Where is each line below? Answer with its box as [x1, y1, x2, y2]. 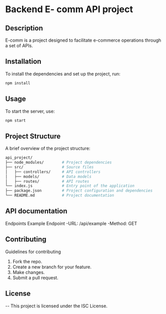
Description [5, 24, 43, 32]
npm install [5, 80, 30, 86]
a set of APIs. [5, 43, 33, 49]
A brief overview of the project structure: [5, 146, 91, 152]
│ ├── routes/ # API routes [5, 179, 90, 184]
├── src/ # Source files [5, 164, 94, 169]
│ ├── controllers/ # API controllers [5, 169, 101, 175]
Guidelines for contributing [5, 249, 61, 255]
